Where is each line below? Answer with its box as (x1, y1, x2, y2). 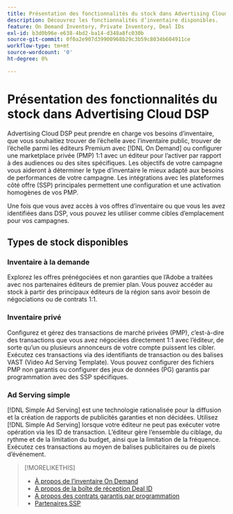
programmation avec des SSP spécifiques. (7, 372, 129, 381)
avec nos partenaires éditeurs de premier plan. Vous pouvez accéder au (7, 281, 213, 289)
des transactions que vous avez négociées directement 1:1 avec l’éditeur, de (7, 335, 224, 344)
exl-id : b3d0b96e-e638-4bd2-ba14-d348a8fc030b (7, 29, 144, 37)
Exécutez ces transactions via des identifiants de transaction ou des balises (7, 350, 224, 358)
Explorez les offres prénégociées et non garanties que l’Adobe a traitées (7, 273, 214, 281)
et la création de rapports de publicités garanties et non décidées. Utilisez (7, 413, 218, 421)
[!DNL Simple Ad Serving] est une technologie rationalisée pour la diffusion (7, 406, 222, 414)
